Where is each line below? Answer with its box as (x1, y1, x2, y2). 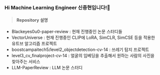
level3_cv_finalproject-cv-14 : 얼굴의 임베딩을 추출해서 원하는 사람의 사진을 (11, 53, 155, 59)
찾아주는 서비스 (11, 59, 41, 64)
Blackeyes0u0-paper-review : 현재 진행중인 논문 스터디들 (11, 29, 123, 35)
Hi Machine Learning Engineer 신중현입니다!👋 (4, 4, 111, 11)
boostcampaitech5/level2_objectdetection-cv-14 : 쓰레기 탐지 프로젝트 (11, 47, 149, 52)
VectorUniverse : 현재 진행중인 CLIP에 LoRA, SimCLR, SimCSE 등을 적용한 (11, 35, 155, 40)
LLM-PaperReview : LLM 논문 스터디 (11, 65, 83, 71)
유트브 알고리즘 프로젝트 (11, 41, 58, 47)
